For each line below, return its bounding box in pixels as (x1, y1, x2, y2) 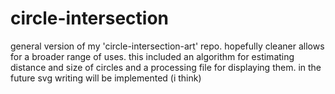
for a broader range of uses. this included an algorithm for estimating (10, 50, 295, 62)
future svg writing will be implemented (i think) (10, 72, 202, 84)
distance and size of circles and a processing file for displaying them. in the (10, 61, 322, 73)
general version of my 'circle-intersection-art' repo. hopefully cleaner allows (10, 40, 325, 52)
